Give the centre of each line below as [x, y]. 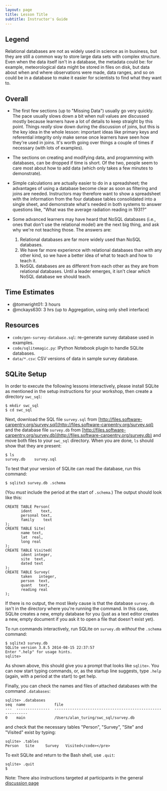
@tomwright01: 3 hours [36, 304]
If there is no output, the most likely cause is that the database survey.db [80, 603]
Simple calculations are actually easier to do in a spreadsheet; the [80, 183]
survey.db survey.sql [31, 459]
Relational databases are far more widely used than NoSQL [80, 239]
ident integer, [36, 555]
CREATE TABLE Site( [25, 529]
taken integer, [39, 577]
